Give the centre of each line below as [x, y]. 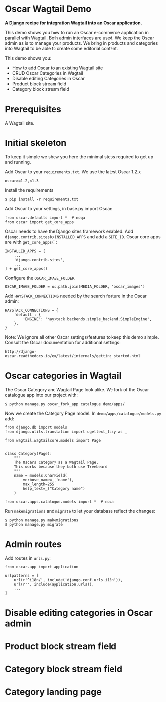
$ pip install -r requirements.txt [42, 199]
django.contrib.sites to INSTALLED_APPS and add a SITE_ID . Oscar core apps [83, 236]
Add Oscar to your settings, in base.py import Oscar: [59, 208]
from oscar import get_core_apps [40, 222]
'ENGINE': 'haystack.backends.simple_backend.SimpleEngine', [87, 319]
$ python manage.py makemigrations [42, 520]
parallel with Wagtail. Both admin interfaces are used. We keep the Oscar [80, 38]
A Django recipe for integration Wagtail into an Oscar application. [74, 23]
